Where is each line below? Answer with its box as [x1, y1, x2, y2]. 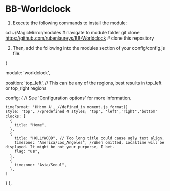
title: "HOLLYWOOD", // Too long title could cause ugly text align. [14, 135, 165, 141]
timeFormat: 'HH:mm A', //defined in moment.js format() [5, 104, 128, 109]
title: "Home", [14, 122, 47, 127]
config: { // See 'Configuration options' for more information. [5, 95, 132, 101]
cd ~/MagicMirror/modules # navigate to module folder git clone [5, 29, 140, 35]
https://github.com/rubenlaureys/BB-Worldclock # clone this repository [5, 35, 154, 41]
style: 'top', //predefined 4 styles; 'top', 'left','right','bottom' [5, 109, 158, 114]
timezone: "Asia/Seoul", [14, 162, 67, 167]
